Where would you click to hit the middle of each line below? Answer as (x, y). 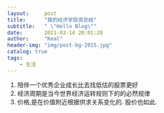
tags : (15, 58)
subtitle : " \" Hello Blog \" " (52, 26)
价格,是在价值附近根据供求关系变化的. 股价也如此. (87, 102)
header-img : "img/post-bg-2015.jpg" (60, 45)
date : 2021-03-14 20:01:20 (55, 33)
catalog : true (28, 52)
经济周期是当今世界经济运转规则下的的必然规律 (83, 93)
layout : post (32, 13)
